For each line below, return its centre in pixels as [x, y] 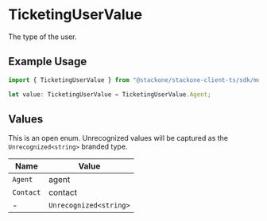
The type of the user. [43, 37]
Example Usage [48, 62]
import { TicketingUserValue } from [69, 80]
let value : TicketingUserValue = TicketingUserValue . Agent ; [110, 94]
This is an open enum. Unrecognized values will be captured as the [118, 138]
